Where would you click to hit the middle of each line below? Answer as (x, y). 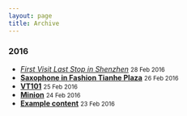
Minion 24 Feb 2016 (50, 94)
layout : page (30, 16)
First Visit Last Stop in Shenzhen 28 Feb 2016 (92, 68)
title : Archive (34, 23)
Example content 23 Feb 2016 (67, 103)
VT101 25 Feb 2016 (49, 86)
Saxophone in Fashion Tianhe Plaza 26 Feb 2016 (100, 77)
